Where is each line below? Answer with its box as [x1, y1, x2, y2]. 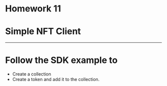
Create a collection [12, 71, 51, 77]
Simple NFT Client [5, 26, 81, 37]
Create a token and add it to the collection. [12, 77, 100, 83]
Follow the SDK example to [5, 55, 118, 66]
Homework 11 [5, 3, 61, 14]
